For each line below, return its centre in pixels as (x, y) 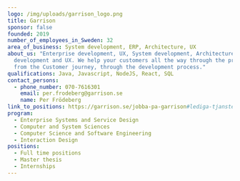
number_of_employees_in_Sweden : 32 (60, 41)
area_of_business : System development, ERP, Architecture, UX (102, 47)
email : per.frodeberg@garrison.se (71, 93)
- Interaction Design (46, 140)
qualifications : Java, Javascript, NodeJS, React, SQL (91, 73)
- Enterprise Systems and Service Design (76, 120)
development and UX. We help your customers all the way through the (119, 61)
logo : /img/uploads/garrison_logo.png (65, 14)
